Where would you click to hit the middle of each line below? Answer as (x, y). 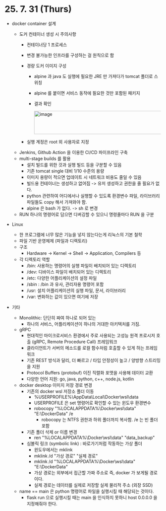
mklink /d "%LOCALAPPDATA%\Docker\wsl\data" (85, 461)
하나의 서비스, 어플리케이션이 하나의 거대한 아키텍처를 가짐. (83, 324)
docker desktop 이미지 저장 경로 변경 (56, 385)
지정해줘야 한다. (42, 504)
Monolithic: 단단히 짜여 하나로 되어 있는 (57, 318)
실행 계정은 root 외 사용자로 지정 (58, 142)
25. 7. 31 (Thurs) (38, 9)
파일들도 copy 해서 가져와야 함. (57, 202)
